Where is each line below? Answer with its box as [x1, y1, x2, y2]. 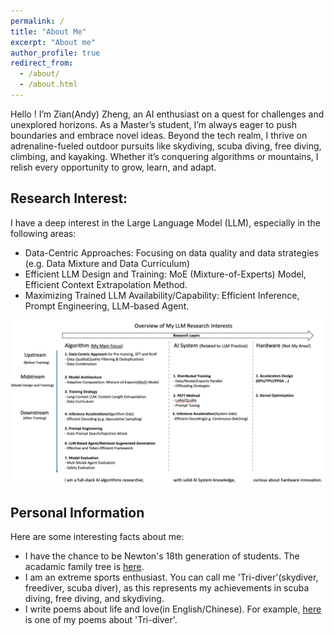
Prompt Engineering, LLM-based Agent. [24, 300, 190, 312]
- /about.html [19, 80, 78, 90]
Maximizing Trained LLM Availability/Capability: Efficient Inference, [24, 289, 300, 301]
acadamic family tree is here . [24, 561, 145, 573]
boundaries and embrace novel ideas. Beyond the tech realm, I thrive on [10, 129, 308, 141]
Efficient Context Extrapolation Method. [24, 278, 188, 290]
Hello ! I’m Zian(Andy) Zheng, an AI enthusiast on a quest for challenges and [10, 108, 325, 120]
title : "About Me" [10, 26, 87, 37]
